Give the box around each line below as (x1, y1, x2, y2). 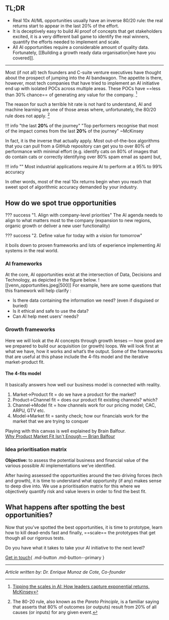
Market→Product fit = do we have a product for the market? (12, 391, 137, 397)
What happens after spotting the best (5, 503, 125, 512)
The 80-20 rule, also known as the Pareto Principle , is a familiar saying (12, 598, 159, 604)
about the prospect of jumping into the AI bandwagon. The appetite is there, (5, 75, 163, 81)
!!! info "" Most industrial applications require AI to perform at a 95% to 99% (5, 164, 162, 170)
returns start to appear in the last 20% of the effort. (12, 23, 119, 29)
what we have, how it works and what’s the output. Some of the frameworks (5, 348, 163, 354)
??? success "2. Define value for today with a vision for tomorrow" (5, 232, 142, 238)
